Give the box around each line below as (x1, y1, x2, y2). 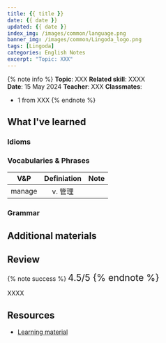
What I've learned (7, 116, 86, 128)
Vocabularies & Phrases (7, 155, 90, 165)
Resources (7, 309, 55, 321)
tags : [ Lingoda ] (7, 43, 54, 50)
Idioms (7, 137, 31, 147)
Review (7, 254, 40, 265)
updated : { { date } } (7, 23, 68, 30)
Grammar (7, 208, 40, 218)
